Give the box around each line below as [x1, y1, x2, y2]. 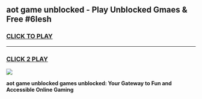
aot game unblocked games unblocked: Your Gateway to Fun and [6, 79, 173, 86]
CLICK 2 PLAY [6, 55, 48, 63]
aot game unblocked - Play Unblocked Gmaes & [6, 5, 188, 15]
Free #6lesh [6, 14, 52, 25]
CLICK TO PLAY [6, 32, 53, 41]
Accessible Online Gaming [6, 86, 74, 93]
